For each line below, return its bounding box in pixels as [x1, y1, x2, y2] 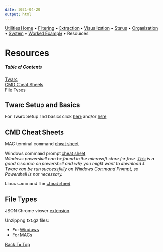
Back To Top [5, 242, 30, 248]
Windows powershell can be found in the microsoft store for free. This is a [5, 156, 155, 161]
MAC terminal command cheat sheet [5, 141, 79, 147]
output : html [5, 12, 32, 17]
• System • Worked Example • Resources [5, 30, 89, 36]
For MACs [12, 232, 33, 238]
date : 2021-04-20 [5, 7, 41, 12]
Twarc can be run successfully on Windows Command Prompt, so [5, 166, 139, 172]
